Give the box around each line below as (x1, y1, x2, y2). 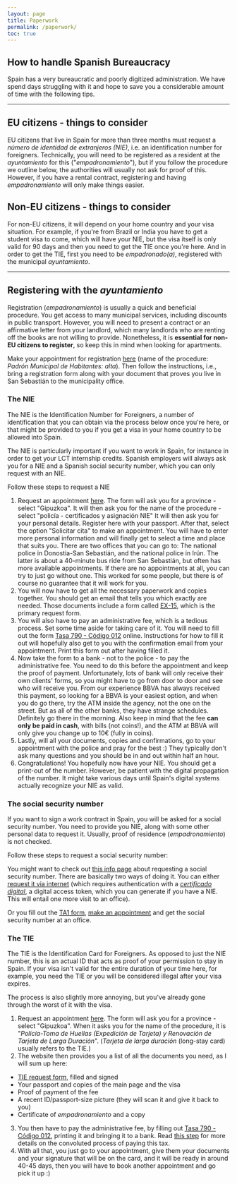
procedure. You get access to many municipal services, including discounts (7, 310, 227, 319)
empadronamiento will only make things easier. (7, 181, 145, 189)
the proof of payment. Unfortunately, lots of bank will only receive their (17, 668, 224, 677)
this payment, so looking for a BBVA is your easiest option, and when (17, 691, 219, 699)
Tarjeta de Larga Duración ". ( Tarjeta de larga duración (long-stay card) (17, 1037, 226, 1045)
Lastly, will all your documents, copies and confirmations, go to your (17, 736, 217, 744)
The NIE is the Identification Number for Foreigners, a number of (7, 410, 195, 418)
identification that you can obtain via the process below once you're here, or (7, 418, 229, 426)
